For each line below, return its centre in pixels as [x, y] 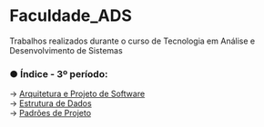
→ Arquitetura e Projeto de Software [77, 94]
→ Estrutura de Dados [51, 103]
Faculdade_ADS [71, 16]
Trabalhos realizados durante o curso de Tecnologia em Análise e [132, 41]
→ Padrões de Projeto [51, 113]
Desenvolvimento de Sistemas [66, 50]
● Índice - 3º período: [59, 73]
